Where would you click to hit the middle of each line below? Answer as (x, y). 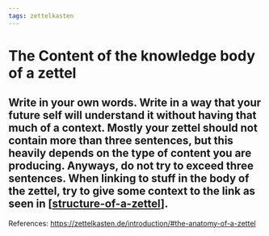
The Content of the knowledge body (132, 55)
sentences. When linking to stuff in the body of (129, 179)
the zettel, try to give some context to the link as (132, 191)
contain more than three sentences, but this (121, 141)
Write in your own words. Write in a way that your (135, 103)
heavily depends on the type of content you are (130, 153)
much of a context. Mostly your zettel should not (133, 128)
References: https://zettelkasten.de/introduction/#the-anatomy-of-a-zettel (132, 223)
